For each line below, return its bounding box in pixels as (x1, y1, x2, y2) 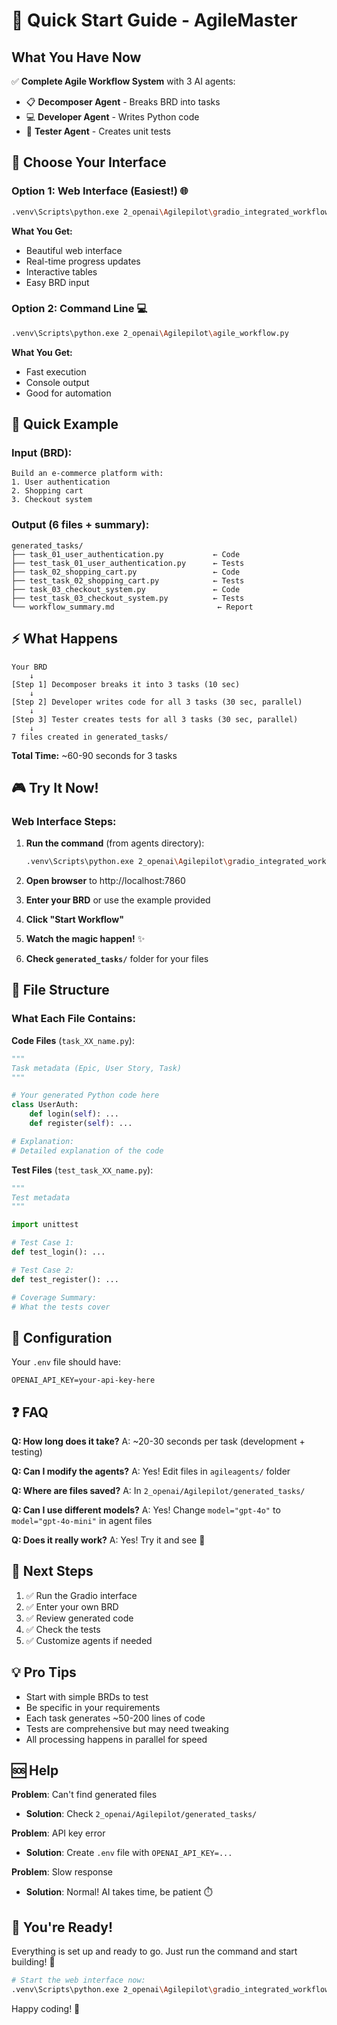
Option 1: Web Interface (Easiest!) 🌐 (11, 184, 189, 198)
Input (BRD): (11, 446, 73, 460)
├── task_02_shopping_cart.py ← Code (11, 567, 241, 577)
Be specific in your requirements (25, 1701, 161, 1713)
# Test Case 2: (11, 1265, 75, 1275)
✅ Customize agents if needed (25, 1634, 153, 1646)
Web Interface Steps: (11, 814, 117, 828)
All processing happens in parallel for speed (25, 1733, 208, 1745)
